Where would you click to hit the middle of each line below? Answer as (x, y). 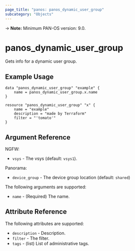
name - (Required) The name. (41, 197)
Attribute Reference (36, 212)
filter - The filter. (31, 238)
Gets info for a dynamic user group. (41, 61)
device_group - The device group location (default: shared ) (71, 178)
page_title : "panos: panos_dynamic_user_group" (55, 10)
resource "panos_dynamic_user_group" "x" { (50, 105)
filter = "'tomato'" (35, 118)
